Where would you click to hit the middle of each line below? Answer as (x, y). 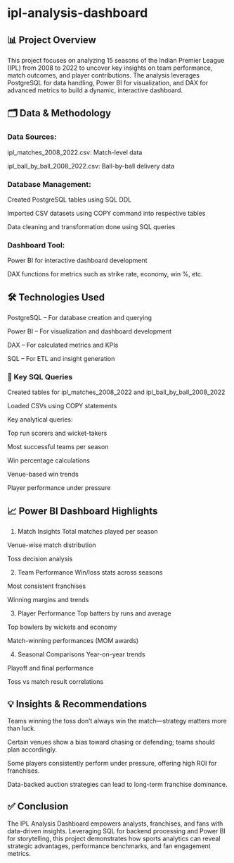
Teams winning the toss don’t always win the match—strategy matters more (117, 721)
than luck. (22, 728)
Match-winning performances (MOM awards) (73, 641)
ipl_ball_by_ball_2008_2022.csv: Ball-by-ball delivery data (91, 166)
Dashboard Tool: (36, 245)
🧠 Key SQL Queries (40, 377)
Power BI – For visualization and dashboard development (90, 331)
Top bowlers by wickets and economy (62, 627)
